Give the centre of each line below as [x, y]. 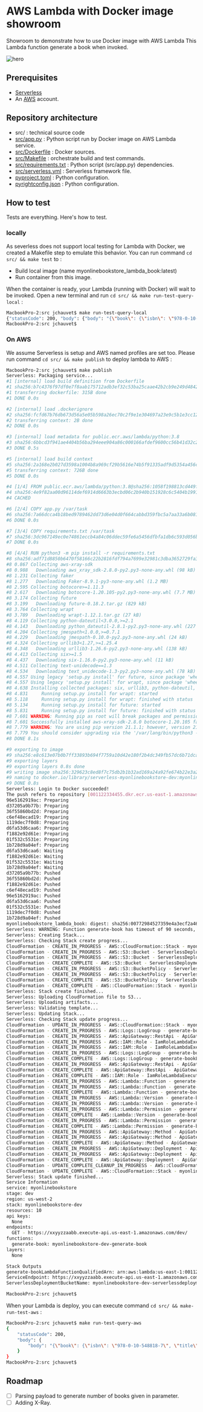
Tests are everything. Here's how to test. [57, 217]
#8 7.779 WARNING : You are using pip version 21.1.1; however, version [98, 727]
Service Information [32, 1182]
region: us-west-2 [29, 1199]
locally [16, 233]
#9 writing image [28, 772]
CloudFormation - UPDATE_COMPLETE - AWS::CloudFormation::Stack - [92, 1171]
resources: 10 [24, 1210]
